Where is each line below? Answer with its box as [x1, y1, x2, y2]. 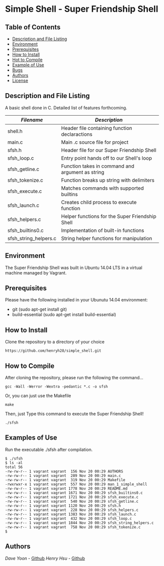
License [12, 77, 28, 83]
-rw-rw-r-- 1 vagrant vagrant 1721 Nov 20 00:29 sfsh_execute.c [5, 494, 139, 499]
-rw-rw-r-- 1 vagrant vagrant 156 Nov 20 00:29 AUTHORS [5, 469, 123, 474]
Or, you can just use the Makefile [5, 393, 71, 399]
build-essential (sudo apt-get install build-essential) [12, 312, 116, 318]
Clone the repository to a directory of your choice [5, 339, 105, 345]
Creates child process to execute [61, 198, 137, 205]
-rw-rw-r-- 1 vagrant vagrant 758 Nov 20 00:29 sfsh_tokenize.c [5, 524, 141, 530]
